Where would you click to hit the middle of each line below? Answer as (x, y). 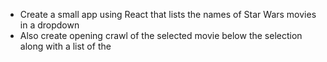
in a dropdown (49, 25)
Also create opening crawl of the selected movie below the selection (161, 35)
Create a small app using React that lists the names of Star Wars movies (168, 14)
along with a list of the (65, 46)
